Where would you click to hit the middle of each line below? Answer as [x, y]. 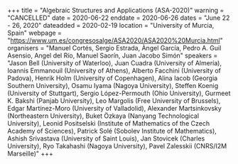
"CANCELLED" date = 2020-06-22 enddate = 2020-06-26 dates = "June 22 [119, 18]
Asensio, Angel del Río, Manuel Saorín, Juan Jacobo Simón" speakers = [113, 55]
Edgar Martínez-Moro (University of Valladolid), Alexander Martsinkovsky [114, 108]
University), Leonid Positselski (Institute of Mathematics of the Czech [109, 123]
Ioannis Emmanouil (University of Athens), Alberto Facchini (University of [114, 71]
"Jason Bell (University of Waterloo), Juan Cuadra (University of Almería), [115, 63]
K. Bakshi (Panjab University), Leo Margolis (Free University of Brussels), [114, 101]
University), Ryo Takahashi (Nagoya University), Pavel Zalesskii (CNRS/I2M [117, 146]
